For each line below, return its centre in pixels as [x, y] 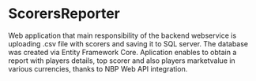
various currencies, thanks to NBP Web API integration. [98, 68]
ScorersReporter [64, 14]
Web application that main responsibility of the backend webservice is [122, 35]
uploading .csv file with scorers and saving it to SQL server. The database [128, 43]
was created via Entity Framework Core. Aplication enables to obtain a [122, 52]
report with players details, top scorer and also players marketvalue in [122, 61]
